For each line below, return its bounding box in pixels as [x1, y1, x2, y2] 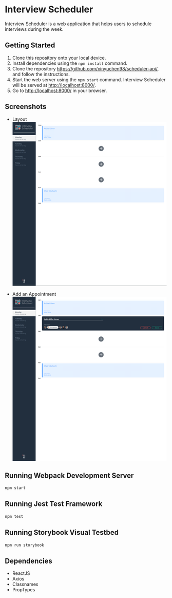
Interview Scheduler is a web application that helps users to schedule [5, 21, 152, 27]
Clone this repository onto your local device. [12, 55, 106, 61]
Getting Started [5, 41, 55, 50]
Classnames [12, 581, 39, 587]
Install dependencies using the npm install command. [12, 60, 128, 66]
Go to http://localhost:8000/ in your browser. [12, 87, 107, 94]
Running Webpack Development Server [5, 471, 134, 480]
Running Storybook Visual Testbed [5, 528, 119, 537]
